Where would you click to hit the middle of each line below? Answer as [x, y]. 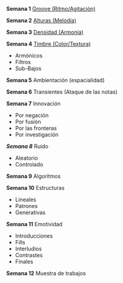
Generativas [30, 212]
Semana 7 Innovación [33, 103]
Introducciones [34, 236]
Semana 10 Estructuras [35, 188]
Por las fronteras [36, 128]
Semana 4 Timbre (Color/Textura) [48, 44]
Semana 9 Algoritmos [34, 176]
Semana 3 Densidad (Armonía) [45, 32]
